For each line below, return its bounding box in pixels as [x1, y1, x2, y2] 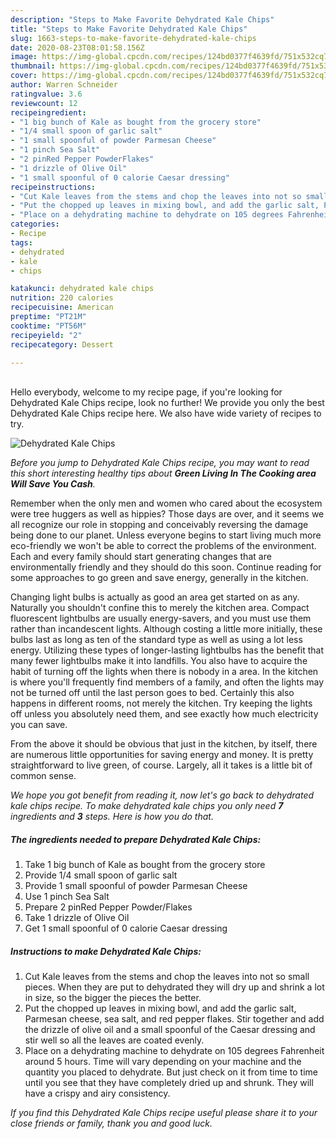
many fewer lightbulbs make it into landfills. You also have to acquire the [10, 655, 308, 667]
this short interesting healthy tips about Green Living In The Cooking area [10, 467, 317, 480]
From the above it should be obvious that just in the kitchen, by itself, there [10, 738, 318, 750]
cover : [10, 71, 38, 81]
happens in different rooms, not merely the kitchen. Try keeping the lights [10, 697, 313, 710]
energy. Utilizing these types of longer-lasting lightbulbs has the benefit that [10, 644, 325, 656]
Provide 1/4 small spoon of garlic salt [24, 869, 178, 881]
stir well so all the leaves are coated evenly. [24, 1034, 205, 1046]
